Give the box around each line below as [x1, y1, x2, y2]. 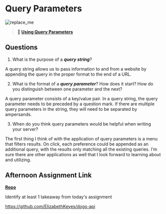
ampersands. [5, 111, 32, 117]
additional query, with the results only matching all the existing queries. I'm [5, 146, 157, 152]
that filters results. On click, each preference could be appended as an [5, 141, 149, 147]
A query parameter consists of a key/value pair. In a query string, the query [5, 95, 158, 101]
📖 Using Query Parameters [17, 29, 73, 35]
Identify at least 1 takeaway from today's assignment [5, 194, 112, 200]
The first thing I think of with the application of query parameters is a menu [5, 135, 158, 141]
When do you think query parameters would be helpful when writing [12, 121, 151, 127]
